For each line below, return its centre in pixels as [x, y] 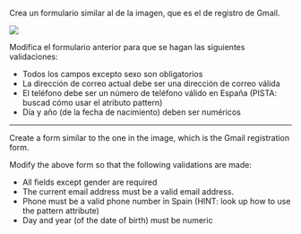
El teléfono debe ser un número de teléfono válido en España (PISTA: [150, 93]
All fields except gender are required [90, 182]
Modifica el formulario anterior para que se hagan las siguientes [127, 47]
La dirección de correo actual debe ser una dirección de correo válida [151, 83]
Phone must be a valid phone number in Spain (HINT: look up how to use [156, 201]
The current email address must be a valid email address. [128, 191]
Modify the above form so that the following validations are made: [131, 165]
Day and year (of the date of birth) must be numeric [117, 220]
